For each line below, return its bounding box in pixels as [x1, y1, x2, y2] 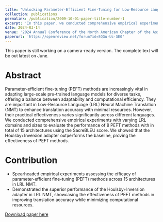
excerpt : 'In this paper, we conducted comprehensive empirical [5, 20, 138, 26]
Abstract [5, 70, 41, 81]
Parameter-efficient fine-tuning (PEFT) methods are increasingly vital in [5, 86, 148, 92]
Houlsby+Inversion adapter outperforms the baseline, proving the [5, 132, 136, 138]
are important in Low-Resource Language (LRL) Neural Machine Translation [5, 101, 156, 107]
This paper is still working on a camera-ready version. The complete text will [5, 47, 158, 54]
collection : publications [5, 12, 57, 17]
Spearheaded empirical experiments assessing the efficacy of [12, 171, 136, 177]
